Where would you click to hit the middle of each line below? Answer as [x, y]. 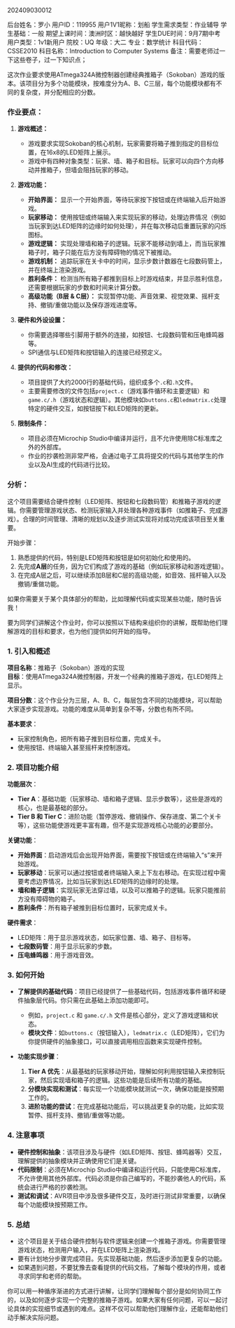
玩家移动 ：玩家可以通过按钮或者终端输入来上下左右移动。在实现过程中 [119, 872]
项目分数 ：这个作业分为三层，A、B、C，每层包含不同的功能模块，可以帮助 [115, 700]
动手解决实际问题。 [35, 1317]
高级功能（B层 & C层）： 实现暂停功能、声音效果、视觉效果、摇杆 [121, 296]
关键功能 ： [23, 840]
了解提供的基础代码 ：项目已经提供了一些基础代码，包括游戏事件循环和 [119, 992]
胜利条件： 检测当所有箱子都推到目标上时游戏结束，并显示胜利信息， [127, 279]
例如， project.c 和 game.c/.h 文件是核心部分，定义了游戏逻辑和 [120, 1015]
